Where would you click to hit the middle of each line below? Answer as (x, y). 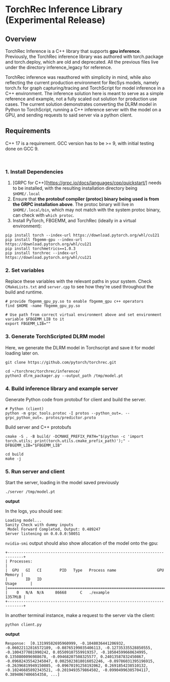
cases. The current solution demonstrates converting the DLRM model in (81, 104)
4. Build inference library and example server (62, 389)
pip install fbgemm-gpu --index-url (44, 240)
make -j (13, 459)
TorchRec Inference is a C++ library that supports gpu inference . (73, 51)
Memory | (14, 575)
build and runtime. (24, 292)
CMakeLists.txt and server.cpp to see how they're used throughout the (79, 287)
